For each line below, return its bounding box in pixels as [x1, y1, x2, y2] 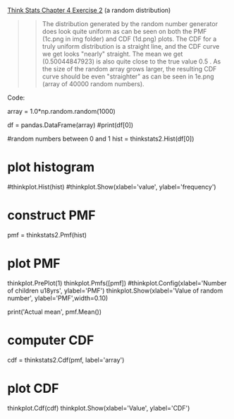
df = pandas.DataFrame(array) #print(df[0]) [7, 121, 134, 129]
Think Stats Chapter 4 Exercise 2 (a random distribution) [7, 6, 171, 14]
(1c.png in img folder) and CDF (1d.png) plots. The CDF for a [42, 35, 217, 43]
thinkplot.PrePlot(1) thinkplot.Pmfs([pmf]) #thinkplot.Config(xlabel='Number [7, 278, 227, 287]
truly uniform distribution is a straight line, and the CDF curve [42, 42, 220, 50]
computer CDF [7, 332, 94, 348]
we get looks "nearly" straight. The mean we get [42, 49, 183, 58]
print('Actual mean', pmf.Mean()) [7, 307, 102, 316]
